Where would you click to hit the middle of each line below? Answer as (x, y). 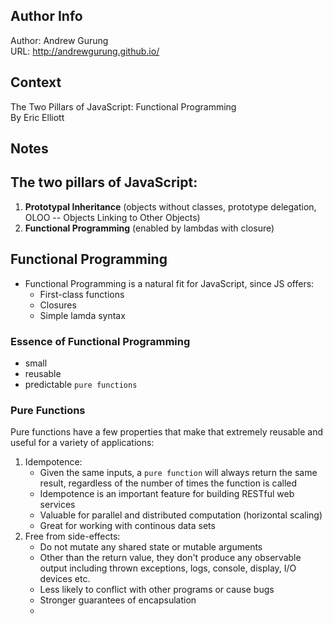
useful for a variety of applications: (82, 443)
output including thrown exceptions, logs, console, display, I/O (168, 568)
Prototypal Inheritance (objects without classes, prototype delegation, (170, 206)
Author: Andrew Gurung (59, 40)
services (57, 505)
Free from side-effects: (72, 536)
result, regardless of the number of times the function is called (168, 483)
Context (36, 82)
